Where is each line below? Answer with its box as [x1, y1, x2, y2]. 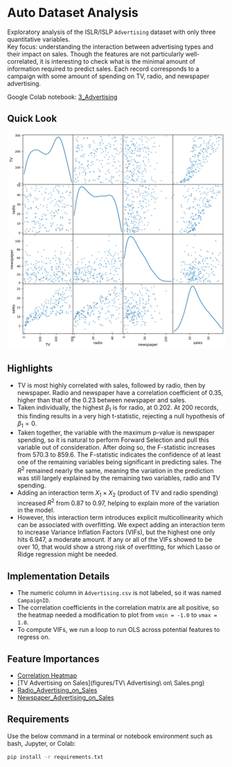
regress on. [17, 633, 51, 642]
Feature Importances [7, 653, 100, 664]
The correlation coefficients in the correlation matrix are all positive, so [17, 603, 220, 612]
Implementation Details [7, 570, 110, 582]
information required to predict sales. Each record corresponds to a [7, 64, 199, 73]
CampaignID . [17, 596, 51, 604]
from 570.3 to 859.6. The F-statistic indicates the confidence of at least [17, 450, 221, 459]
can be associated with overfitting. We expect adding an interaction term [17, 521, 225, 529]
